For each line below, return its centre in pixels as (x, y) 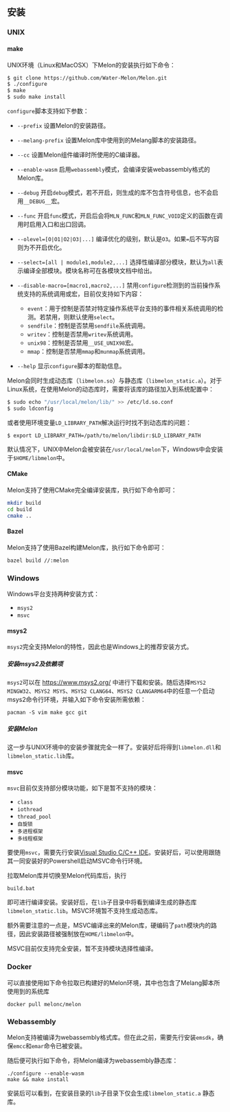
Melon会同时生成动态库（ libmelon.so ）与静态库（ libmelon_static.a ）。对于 (115, 381)
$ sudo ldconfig (30, 408)
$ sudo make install (37, 97)
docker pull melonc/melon (44, 1004)
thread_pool (34, 817)
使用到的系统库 (28, 991)
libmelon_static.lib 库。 (43, 756)
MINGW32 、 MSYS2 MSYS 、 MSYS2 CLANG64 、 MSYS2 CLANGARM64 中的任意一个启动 (111, 691)
